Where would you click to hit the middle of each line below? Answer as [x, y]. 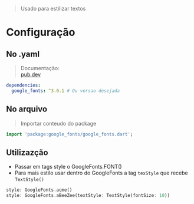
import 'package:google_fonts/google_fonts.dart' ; [70, 134]
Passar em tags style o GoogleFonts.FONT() [68, 167]
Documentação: [40, 68]
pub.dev [31, 74]
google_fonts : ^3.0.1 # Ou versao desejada [65, 91]
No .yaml [23, 54]
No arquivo [27, 109]
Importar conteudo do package [58, 123]
